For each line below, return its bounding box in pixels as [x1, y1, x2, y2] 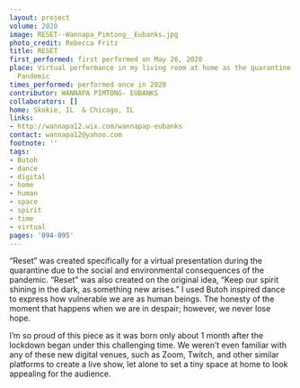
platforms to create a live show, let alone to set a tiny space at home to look [9, 359, 288, 370]
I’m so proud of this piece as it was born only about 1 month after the [9, 330, 263, 341]
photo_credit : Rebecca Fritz [9, 38, 119, 48]
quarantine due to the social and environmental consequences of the [9, 265, 265, 275]
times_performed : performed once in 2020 [9, 80, 167, 89]
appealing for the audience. [9, 368, 111, 379]
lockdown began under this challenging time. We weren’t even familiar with [9, 339, 287, 351]
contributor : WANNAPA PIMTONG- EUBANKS [9, 88, 159, 97]
